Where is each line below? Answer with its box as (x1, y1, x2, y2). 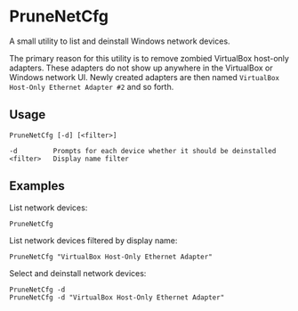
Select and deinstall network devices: (9, 267, 147, 278)
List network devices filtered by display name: (9, 234, 178, 246)
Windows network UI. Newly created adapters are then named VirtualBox (9, 71, 280, 82)
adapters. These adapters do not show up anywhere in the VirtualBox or (9, 62, 273, 73)
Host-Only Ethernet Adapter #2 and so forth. (9, 81, 174, 92)
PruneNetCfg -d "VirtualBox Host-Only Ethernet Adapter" (9, 292, 225, 302)
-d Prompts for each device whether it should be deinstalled (9, 146, 277, 155)
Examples (9, 178, 65, 193)
